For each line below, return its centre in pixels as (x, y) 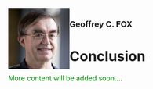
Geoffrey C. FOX (101, 24)
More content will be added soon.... (66, 78)
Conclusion (107, 57)
